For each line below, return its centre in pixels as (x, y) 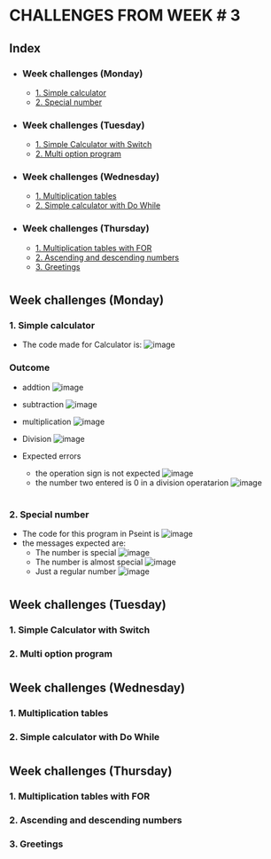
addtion (36, 387)
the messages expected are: (74, 543)
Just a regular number (76, 571)
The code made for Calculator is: (82, 345)
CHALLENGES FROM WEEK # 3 (125, 16)
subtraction (43, 404)
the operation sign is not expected (98, 473)
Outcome (30, 367)
